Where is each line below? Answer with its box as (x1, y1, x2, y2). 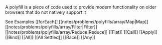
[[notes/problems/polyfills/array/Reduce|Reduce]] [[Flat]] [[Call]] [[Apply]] (5, 29, 158, 35)
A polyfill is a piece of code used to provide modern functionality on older (5, 4, 157, 10)
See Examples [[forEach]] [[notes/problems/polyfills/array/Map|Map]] (5, 19, 149, 24)
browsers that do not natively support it (5, 9, 86, 15)
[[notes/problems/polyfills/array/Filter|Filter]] (5, 24, 97, 30)
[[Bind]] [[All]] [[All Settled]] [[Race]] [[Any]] (5, 34, 96, 40)
